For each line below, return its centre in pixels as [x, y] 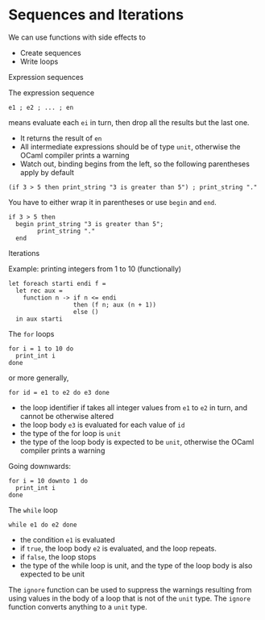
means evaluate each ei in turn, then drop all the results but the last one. [129, 122]
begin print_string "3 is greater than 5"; [89, 224]
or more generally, [39, 378]
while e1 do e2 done [43, 525]
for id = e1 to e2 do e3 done [59, 392]
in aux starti [39, 319]
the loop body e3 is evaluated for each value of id [102, 425]
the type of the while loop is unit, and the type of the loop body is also [136, 565]
